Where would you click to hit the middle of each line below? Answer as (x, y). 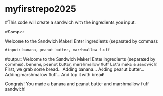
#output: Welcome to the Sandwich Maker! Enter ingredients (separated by (80, 59)
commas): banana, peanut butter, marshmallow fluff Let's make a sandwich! (81, 64)
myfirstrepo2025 (41, 9)
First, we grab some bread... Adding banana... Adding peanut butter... (75, 69)
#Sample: (15, 32)
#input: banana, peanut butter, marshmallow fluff (58, 50)
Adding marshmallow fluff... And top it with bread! (55, 74)
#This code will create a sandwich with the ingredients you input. (70, 22)
